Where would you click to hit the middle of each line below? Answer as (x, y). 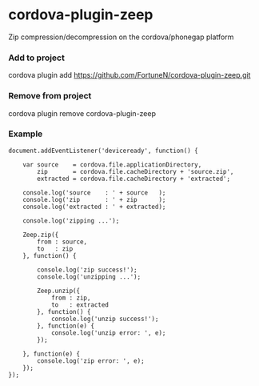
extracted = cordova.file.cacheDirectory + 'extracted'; (133, 179)
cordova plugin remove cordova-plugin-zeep (82, 113)
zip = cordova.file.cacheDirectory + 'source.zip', (135, 171)
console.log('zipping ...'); (71, 221)
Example (26, 134)
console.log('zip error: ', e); (91, 361)
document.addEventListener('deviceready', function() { (103, 151)
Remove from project (50, 96)
